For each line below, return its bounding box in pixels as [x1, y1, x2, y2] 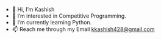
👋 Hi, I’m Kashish [12, 6, 55, 13]
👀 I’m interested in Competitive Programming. [12, 12, 126, 19]
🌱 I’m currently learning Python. [12, 19, 92, 26]
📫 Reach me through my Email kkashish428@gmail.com [12, 26, 155, 33]
